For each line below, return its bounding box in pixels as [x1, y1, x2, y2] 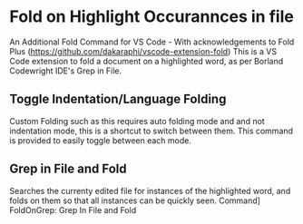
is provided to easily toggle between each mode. [9, 134, 192, 146]
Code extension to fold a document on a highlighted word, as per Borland [9, 55, 284, 66]
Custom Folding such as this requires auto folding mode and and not [9, 115, 265, 126]
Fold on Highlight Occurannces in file [9, 6, 295, 27]
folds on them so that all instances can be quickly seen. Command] [9, 195, 261, 206]
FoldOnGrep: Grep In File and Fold [9, 204, 137, 215]
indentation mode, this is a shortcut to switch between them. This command [9, 125, 293, 136]
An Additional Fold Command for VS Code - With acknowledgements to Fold [9, 36, 295, 47]
